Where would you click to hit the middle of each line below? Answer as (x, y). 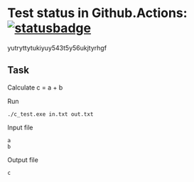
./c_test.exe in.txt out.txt (50, 114)
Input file (20, 127)
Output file (23, 160)
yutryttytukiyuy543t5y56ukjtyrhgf (57, 48)
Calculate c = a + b (35, 87)
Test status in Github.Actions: (97, 13)
